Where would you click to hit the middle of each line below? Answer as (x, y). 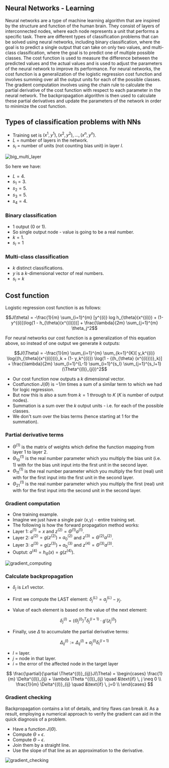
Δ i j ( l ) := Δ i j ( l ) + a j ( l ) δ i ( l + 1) (84, 642)
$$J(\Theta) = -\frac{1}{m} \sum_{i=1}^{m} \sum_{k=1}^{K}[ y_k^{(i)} (84, 353)
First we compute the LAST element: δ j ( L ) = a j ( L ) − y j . (67, 599)
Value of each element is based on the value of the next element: (80, 610)
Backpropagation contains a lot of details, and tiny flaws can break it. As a (82, 708)
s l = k (18, 279)
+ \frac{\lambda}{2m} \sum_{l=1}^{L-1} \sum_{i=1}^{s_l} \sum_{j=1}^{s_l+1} (84, 364)
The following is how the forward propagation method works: (76, 525)
